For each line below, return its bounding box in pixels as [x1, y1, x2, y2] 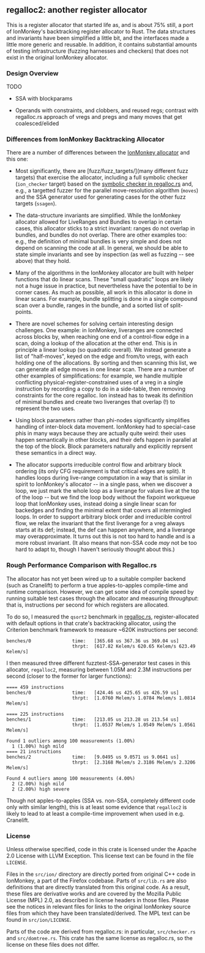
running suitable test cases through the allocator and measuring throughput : [6, 594, 199, 602]
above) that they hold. [15, 257, 71, 265]
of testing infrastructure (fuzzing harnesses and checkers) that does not [6, 47, 188, 55]
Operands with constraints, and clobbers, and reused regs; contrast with [15, 107, 199, 114]
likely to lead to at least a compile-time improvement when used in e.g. [6, 810, 185, 817]
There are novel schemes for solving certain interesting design [15, 320, 173, 327]
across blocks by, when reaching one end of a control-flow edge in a [15, 333, 189, 341]
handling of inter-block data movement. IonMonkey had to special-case [15, 423, 196, 431]
